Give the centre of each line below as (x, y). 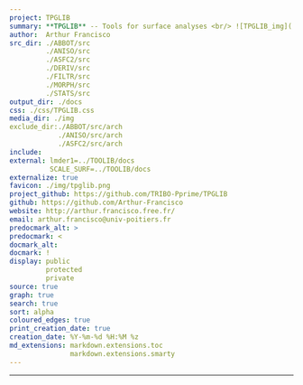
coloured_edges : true (50, 320)
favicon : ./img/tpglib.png (60, 186)
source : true (34, 286)
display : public (40, 262)
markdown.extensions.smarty (123, 353)
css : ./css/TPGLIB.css (52, 110)
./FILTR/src (68, 77)
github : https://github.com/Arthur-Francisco (96, 203)
